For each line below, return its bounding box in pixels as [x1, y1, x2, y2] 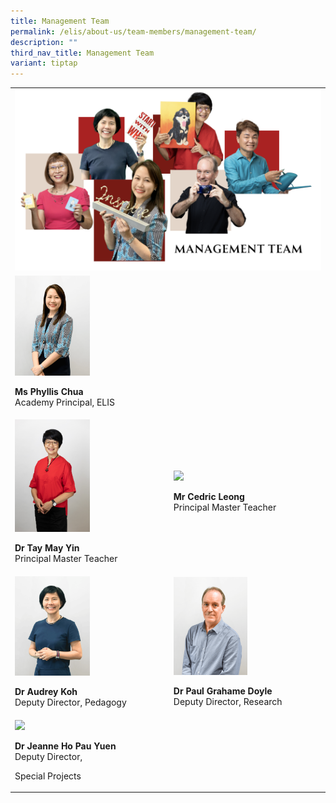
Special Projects [14, 770, 82, 782]
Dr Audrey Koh [14, 686, 78, 698]
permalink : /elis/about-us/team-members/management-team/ [10, 26, 257, 37]
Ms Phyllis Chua [14, 385, 84, 397]
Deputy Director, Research [173, 696, 283, 708]
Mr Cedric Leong [173, 491, 245, 503]
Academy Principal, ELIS [14, 396, 116, 408]
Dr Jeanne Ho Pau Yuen [14, 740, 117, 752]
